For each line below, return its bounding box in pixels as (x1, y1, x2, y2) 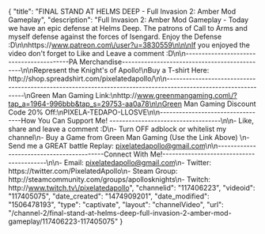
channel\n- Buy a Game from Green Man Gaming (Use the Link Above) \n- (8, 133, 250, 142)
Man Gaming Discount (183, 99, 256, 108)
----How (8, 116, 36, 125)
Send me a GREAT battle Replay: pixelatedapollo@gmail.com (8, 142, 206, 150)
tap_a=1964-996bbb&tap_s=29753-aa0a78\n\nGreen (8, 99, 182, 108)
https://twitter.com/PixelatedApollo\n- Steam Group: (8, 166, 178, 175)
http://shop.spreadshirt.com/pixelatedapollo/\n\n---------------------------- (8, 74, 256, 83)
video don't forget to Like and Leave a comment (8, 49, 165, 58)
